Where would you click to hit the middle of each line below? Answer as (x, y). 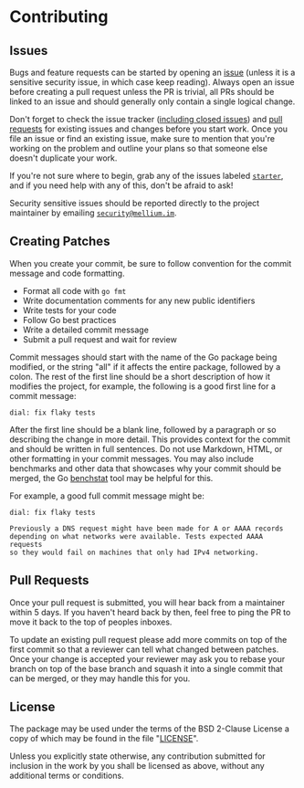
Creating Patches (60, 242)
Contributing (59, 17)
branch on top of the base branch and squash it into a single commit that (146, 668)
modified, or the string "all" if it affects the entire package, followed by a (145, 366)
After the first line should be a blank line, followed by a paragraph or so (143, 429)
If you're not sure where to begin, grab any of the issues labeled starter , (147, 176)
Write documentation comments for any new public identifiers (139, 300)
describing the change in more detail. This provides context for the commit (150, 439)
